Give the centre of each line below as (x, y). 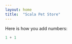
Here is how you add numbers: (36, 28)
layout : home (18, 10)
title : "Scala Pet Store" (33, 14)
